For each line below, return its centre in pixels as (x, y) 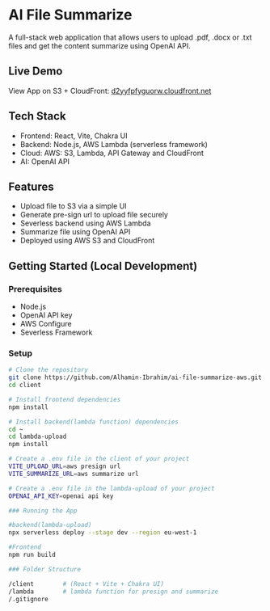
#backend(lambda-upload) (50, 525)
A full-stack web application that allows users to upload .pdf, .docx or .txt (130, 37)
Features (31, 186)
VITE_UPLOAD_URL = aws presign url (65, 466)
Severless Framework (56, 332)
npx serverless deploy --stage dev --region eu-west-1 (103, 533)
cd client (25, 386)
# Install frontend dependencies (65, 399)
